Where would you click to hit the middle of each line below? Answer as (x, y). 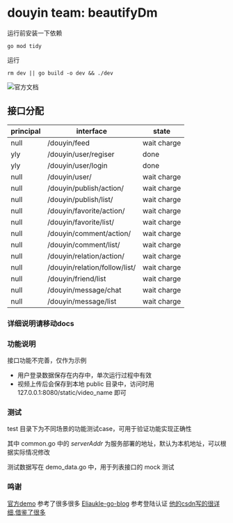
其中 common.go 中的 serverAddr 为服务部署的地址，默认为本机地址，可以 (114, 444)
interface (92, 131)
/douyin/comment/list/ (84, 244)
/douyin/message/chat (85, 290)
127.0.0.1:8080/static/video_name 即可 (72, 392)
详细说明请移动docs (41, 323)
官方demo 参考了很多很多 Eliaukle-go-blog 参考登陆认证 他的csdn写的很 (111, 504)
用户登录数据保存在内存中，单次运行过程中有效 (84, 375)
